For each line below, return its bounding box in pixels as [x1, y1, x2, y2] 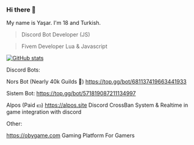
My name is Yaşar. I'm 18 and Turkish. [6, 19, 101, 27]
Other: [6, 120, 23, 127]
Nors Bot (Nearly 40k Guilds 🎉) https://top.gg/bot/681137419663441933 [6, 78, 187, 86]
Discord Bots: [6, 66, 41, 73]
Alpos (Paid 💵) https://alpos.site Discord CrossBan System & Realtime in [6, 101, 189, 109]
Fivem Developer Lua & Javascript [21, 42, 108, 50]
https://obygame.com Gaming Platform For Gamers [6, 132, 135, 139]
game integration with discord [6, 109, 82, 116]
